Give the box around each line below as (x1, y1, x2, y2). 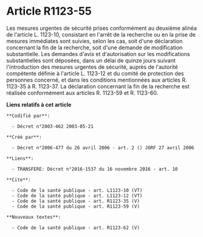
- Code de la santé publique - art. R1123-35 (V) (12, 198, 140, 204)
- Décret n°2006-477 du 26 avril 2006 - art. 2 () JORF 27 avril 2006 (12, 144, 194, 150)
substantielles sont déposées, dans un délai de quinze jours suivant (6, 57, 176, 64)
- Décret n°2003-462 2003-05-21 (12, 123, 94, 129)
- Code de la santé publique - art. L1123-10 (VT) (12, 187, 143, 193)
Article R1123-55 (6, 4, 92, 18)
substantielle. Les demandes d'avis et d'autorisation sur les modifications (6, 50, 190, 57)
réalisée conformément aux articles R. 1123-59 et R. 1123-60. (6, 89, 159, 96)
